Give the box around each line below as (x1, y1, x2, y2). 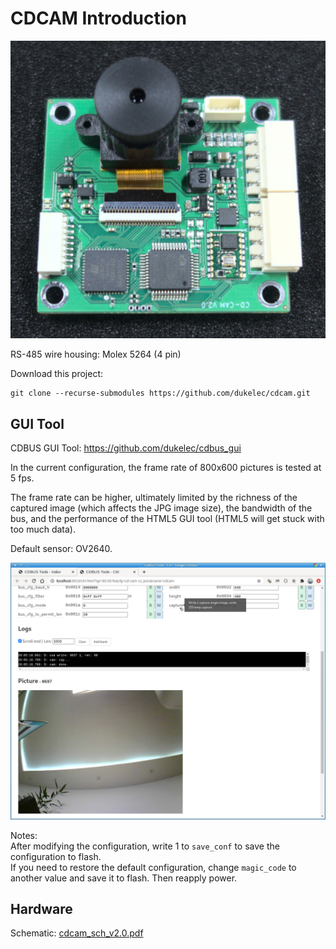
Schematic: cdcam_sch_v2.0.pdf (10, 927, 144, 939)
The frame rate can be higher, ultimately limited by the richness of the (10, 492, 298, 504)
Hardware (10, 900, 73, 917)
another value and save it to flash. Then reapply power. (10, 872, 238, 884)
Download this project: (10, 368, 104, 380)
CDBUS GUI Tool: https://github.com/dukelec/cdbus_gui (10, 442, 242, 454)
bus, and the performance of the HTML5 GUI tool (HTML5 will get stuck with (10, 513, 325, 525)
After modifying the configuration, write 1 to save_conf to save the (10, 840, 280, 852)
